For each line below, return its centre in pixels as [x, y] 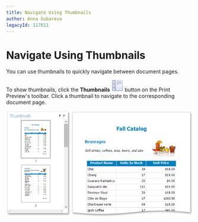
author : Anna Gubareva [34, 19]
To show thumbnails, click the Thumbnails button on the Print [88, 90]
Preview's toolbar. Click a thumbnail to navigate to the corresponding [90, 96]
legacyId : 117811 [28, 25]
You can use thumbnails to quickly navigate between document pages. [92, 72]
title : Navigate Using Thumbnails [49, 12]
